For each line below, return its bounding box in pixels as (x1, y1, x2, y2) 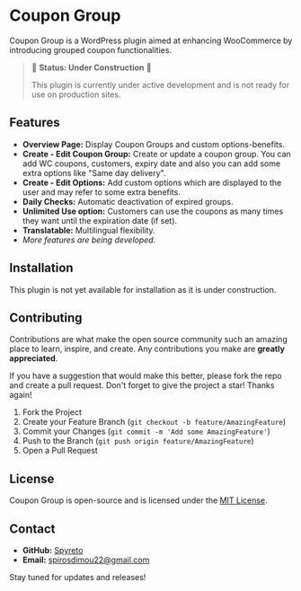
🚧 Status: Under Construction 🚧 (31, 62, 152, 73)
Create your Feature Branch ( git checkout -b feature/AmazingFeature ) (22, 417, 287, 428)
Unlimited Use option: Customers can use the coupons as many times (22, 206, 284, 216)
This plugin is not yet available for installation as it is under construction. (9, 284, 277, 295)
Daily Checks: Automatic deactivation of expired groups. (22, 196, 234, 207)
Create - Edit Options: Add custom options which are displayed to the (22, 177, 282, 188)
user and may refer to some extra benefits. (22, 186, 181, 198)
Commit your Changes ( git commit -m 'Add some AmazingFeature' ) (22, 426, 271, 437)
